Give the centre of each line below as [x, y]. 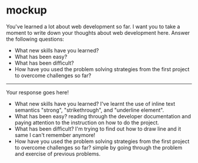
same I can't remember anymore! [55, 135]
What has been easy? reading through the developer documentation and [103, 116]
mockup [27, 10]
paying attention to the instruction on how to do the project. [87, 122]
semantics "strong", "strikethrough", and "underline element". [89, 110]
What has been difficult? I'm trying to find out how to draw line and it [98, 129]
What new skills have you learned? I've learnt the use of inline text [95, 104]
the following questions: [35, 39]
